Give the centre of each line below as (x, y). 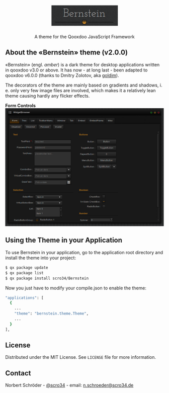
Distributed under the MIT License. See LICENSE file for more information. (80, 357)
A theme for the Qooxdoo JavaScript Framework (84, 36)
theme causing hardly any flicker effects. (48, 96)
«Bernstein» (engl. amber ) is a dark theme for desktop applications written (82, 64)
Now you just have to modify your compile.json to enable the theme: (76, 288)
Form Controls (21, 105)
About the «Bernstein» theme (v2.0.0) (67, 53)
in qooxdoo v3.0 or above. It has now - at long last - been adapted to (76, 70)
